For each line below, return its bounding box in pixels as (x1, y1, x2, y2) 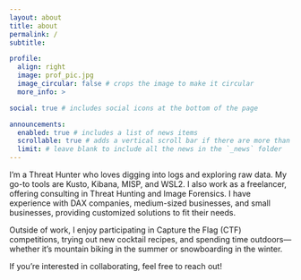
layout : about (9, 13, 63, 22)
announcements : (9, 120, 66, 129)
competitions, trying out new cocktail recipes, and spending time (9, 234, 249, 244)
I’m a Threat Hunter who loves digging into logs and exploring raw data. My (9, 169, 288, 180)
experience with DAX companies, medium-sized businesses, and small (9, 198, 271, 208)
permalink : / (9, 30, 58, 38)
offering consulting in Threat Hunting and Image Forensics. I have (9, 189, 251, 199)
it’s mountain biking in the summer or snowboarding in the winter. (41, 243, 283, 254)
